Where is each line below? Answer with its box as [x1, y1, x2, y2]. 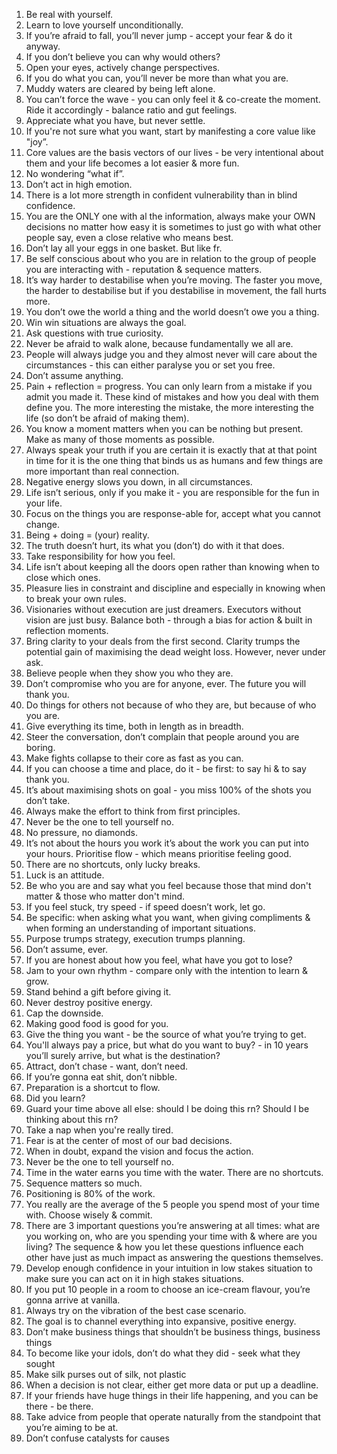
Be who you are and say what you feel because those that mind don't [25, 880, 312, 891]
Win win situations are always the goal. [25, 317, 187, 328]
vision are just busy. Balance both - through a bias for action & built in [25, 614, 313, 626]
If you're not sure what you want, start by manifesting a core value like [25, 125, 316, 137]
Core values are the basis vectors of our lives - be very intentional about [25, 147, 324, 158]
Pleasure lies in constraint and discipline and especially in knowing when [25, 582, 326, 594]
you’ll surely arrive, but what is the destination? [25, 1050, 221, 1061]
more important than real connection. [25, 465, 180, 477]
